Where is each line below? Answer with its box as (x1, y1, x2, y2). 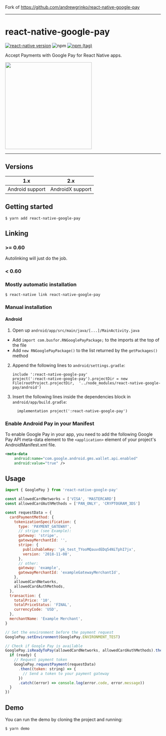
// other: (18, 561, 39, 566)
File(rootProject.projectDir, (12, 380, 75, 385)
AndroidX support (50, 186, 92, 193)
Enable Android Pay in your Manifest (5, 420, 95, 427)
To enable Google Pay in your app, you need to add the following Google (5, 431, 153, 437)
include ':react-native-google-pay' (12, 372, 88, 377)
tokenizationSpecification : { (14, 519, 77, 524)
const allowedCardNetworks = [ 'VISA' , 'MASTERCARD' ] (5, 497, 116, 502)
